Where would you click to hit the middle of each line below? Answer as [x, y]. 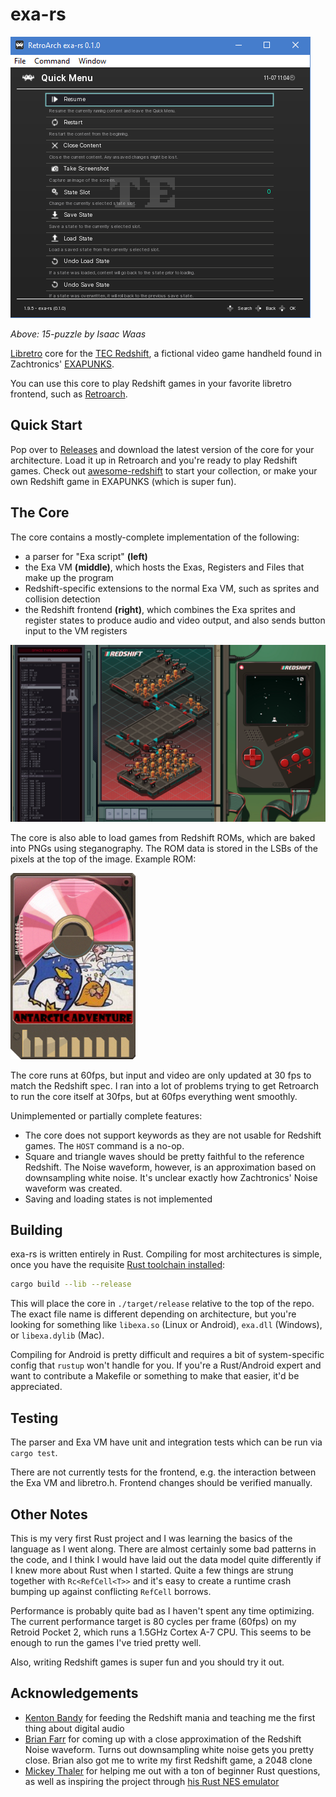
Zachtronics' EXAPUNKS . [62, 364]
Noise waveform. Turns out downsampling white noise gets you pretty [169, 1749]
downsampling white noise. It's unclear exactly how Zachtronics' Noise [171, 1177]
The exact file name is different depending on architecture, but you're [153, 1314]
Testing [34, 1418]
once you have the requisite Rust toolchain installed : [118, 1265]
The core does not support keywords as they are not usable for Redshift [173, 1135]
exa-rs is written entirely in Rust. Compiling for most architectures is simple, [166, 1254]
